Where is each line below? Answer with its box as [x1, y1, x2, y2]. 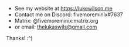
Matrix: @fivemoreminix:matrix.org [14, 17, 99, 24]
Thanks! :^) [6, 35, 33, 41]
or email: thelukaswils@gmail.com [14, 23, 97, 30]
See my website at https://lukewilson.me [14, 5, 113, 12]
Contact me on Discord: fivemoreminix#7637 [14, 11, 123, 18]
